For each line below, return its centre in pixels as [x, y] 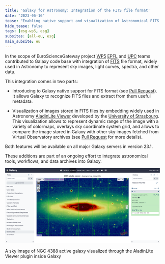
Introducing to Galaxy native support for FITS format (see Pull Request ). [85, 90]
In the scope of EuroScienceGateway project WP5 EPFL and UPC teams [78, 56]
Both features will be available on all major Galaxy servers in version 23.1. [79, 146]
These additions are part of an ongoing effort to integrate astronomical [77, 156]
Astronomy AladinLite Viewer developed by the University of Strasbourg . [86, 116]
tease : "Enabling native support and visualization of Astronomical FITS [82, 21]
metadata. [22, 101]
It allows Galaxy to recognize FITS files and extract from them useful [81, 96]
